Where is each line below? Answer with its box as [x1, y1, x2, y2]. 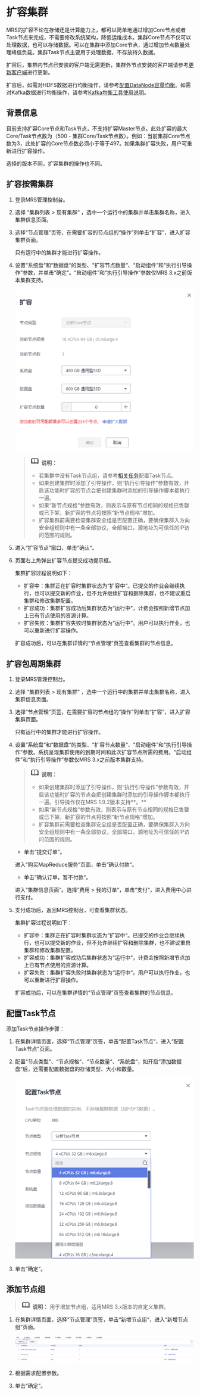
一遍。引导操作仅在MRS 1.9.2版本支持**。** [38, 799, 147, 806]
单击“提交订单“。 [23, 848, 65, 855]
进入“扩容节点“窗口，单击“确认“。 [14, 544, 98, 552]
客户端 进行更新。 [11, 68, 54, 76]
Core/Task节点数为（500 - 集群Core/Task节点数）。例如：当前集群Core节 [6, 132, 186, 139]
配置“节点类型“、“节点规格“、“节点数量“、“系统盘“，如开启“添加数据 [14, 1058, 182, 1065]
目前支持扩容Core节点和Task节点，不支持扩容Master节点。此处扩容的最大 [6, 124, 187, 132]
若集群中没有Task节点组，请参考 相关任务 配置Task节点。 [38, 472, 177, 479]
